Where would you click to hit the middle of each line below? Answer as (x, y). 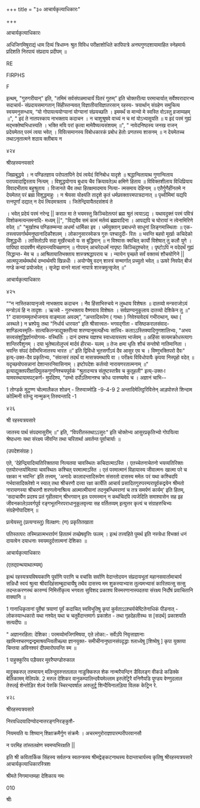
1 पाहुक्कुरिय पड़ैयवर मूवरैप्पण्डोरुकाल (41, 660)
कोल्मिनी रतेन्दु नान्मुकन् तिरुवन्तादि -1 (41, 396)
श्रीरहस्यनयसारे (20, 163)
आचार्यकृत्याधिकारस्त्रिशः (29, 764)
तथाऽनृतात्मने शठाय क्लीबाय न (34, 139)
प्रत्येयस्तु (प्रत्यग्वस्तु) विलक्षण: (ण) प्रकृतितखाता (50, 522)
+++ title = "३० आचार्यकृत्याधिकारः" (43, 9)
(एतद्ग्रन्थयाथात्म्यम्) (25, 565)
